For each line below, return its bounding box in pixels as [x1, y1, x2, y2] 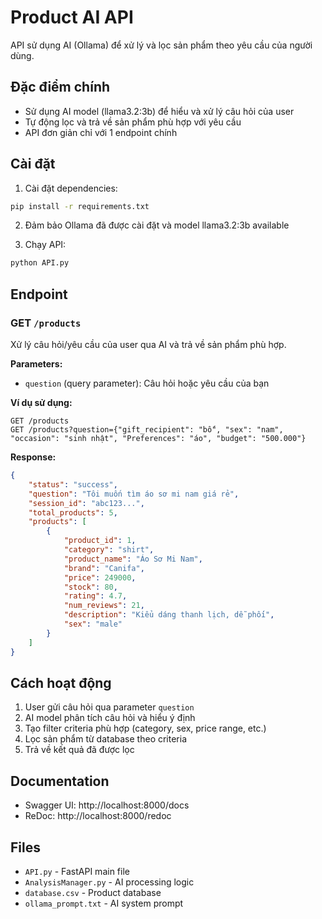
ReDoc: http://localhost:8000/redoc [24, 810, 172, 822]
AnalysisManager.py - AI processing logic [24, 876, 195, 888]
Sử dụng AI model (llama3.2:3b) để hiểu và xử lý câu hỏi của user [24, 105, 295, 117]
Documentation [10, 772, 110, 790]
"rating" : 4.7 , [63, 591, 128, 601]
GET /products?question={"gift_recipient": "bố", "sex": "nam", [10, 425, 284, 435]
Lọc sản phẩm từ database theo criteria [24, 733, 188, 745]
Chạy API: [24, 239, 67, 251]
